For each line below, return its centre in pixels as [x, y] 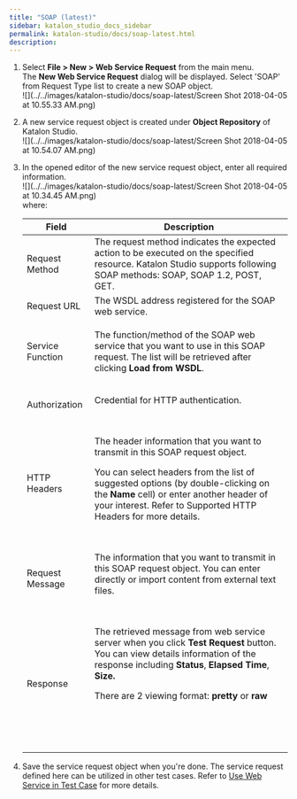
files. [104, 591]
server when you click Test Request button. [185, 643]
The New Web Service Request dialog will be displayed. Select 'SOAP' [151, 77]
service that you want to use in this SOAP [179, 346]
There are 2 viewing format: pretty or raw [181, 696]
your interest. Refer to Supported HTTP [175, 506]
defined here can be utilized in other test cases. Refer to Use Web [142, 776]
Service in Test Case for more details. [90, 786]
